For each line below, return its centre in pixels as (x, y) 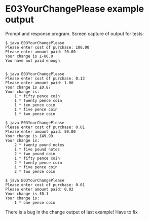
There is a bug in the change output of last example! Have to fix (71, 212)
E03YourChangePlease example (75, 9)
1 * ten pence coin (35, 105)
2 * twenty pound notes (40, 145)
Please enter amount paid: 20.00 (41, 52)
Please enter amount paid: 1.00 (39, 83)
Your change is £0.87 (28, 87)
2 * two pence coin (35, 171)
